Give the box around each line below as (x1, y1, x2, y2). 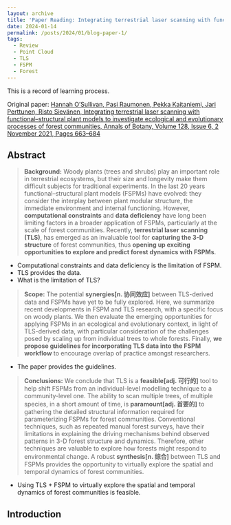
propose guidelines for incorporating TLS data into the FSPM (23, 342, 201, 350)
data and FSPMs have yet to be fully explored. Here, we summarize (23, 298, 215, 307)
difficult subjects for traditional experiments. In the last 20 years (23, 182, 206, 190)
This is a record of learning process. (7, 87, 110, 95)
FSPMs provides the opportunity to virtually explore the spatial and (23, 460, 214, 469)
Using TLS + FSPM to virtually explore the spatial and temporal (16, 481, 195, 489)
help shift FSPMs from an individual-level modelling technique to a (23, 384, 212, 393)
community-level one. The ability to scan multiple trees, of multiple (23, 392, 213, 400)
